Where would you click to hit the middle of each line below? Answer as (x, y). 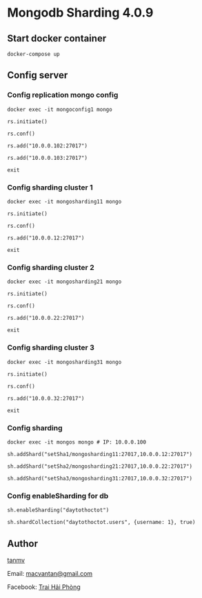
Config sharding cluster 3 (51, 347)
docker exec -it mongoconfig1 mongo (60, 109)
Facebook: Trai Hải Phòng (44, 587)
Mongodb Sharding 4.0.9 (80, 13)
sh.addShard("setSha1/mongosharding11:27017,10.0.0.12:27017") (100, 454)
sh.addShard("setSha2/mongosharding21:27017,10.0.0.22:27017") (100, 466)
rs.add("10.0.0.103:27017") (48, 158)
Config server (38, 75)
